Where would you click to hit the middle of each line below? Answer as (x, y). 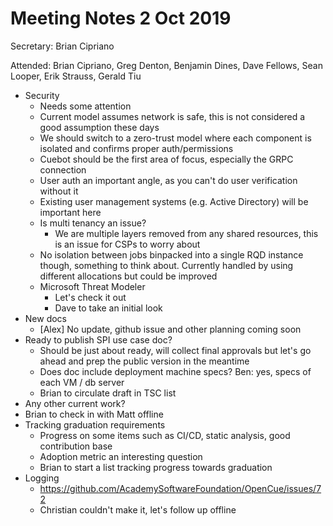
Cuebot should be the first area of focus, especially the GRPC (166, 159)
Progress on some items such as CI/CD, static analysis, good (165, 435)
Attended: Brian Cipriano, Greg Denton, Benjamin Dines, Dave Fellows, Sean (166, 65)
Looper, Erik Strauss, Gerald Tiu (76, 76)
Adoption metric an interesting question (121, 456)
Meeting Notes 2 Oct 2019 (121, 18)
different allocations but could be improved (128, 276)
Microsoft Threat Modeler (92, 286)
